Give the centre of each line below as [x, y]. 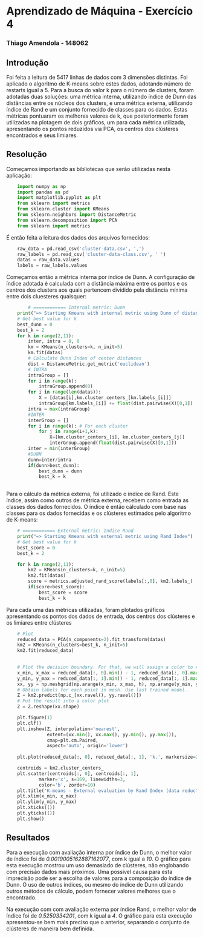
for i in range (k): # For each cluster [78, 426]
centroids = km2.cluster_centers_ [60, 768]
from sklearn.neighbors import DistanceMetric [77, 215]
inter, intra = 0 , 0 [54, 341]
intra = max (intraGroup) [59, 409]
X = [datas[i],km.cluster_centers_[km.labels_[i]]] [105, 398]
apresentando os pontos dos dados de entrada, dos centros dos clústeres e [101, 616]
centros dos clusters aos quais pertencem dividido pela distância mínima [97, 290]
